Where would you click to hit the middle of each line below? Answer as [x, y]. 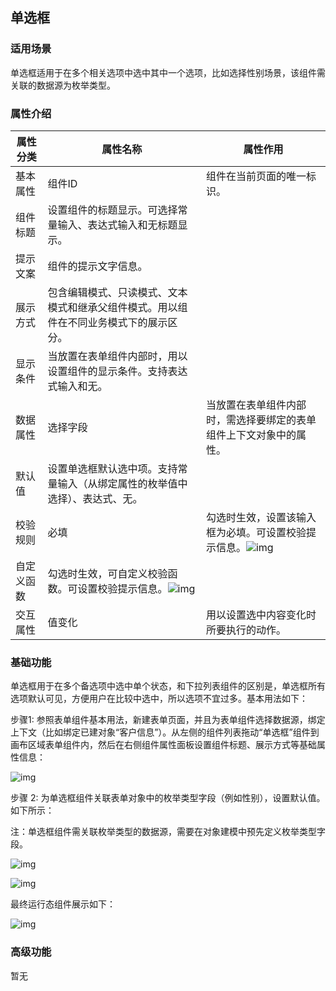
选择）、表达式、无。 [95, 498]
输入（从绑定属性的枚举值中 [122, 483]
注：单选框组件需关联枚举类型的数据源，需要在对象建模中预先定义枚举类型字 [168, 832]
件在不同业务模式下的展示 [107, 322]
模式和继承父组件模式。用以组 [117, 307]
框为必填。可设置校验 [256, 532]
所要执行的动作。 [246, 630]
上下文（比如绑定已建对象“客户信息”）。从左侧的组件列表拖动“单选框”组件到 [165, 732]
